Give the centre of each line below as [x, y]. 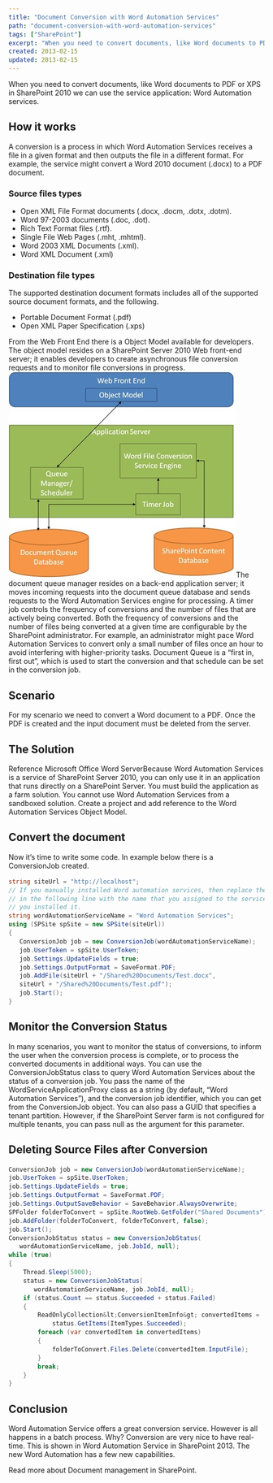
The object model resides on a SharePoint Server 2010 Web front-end [125, 350]
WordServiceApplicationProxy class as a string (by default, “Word [118, 1090]
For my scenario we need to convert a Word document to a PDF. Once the [132, 715]
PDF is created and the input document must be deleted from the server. [130, 724]
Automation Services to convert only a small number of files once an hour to [136, 644]
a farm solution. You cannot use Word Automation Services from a [119, 795]
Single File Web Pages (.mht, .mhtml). [83, 237]
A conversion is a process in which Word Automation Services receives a [131, 146]
